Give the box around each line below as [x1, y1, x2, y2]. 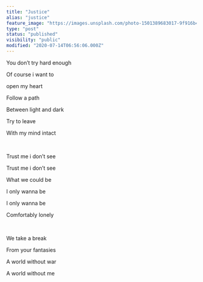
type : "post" [6, 25, 39, 32]
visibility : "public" [6, 37, 61, 43]
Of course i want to [6, 71, 54, 78]
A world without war [6, 258, 57, 265]
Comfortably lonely [6, 211, 54, 218]
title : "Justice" [6, 8, 50, 15]
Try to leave [6, 117, 36, 124]
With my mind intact [6, 129, 56, 136]
